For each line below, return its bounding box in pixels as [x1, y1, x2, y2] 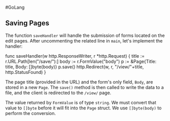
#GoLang [5, 5, 25, 10]
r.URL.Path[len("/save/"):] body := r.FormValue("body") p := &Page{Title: [5, 58, 157, 64]
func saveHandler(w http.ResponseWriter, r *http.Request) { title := [5, 53, 145, 59]
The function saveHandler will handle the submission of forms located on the [5, 32, 165, 38]
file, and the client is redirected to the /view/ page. [5, 90, 112, 96]
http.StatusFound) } [5, 69, 47, 75]
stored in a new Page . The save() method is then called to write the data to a [5, 84, 164, 90]
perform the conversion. [5, 110, 56, 116]
